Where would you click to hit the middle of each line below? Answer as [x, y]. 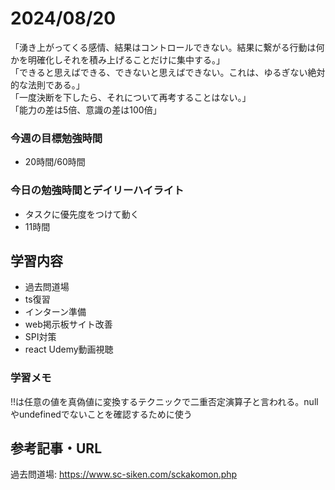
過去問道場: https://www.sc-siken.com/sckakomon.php [124, 474]
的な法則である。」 [47, 84]
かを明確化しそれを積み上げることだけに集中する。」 [117, 59]
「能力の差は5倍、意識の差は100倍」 [86, 109]
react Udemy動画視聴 [69, 349]
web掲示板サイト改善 [68, 324]
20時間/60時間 [55, 162]
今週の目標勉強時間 [56, 138]
